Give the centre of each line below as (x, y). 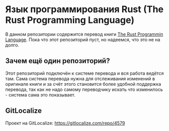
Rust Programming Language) (70, 20)
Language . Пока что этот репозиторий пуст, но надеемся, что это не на (83, 40)
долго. (12, 45)
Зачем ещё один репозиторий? (58, 61)
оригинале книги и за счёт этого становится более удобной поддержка (83, 84)
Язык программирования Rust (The (84, 9)
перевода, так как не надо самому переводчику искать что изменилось (84, 89)
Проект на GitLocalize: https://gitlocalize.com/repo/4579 (65, 123)
